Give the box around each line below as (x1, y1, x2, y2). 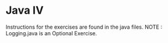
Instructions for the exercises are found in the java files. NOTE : (5, 23, 163, 30)
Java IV (5, 4, 44, 17)
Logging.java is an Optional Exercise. (5, 29, 98, 36)
